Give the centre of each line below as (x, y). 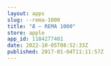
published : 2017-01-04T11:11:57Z (55, 52)
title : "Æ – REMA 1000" (42, 26)
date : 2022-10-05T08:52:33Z (48, 45)
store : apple (26, 33)
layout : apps (26, 13)
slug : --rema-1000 (34, 20)
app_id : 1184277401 (35, 39)
